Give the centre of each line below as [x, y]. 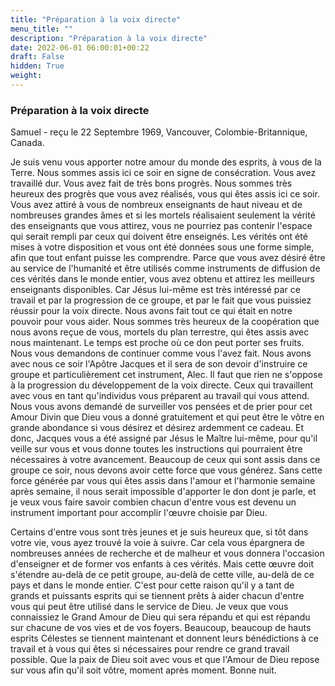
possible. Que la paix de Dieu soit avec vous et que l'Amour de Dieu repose [165, 660]
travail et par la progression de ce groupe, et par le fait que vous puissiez [161, 300]
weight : [26, 76]
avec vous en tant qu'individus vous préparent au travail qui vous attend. [160, 396]
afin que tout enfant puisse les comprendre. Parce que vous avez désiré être [168, 258]
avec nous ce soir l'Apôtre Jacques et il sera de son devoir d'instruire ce [159, 364]
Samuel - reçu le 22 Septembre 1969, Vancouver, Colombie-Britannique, [159, 132]
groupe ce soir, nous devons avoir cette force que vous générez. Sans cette [166, 470]
